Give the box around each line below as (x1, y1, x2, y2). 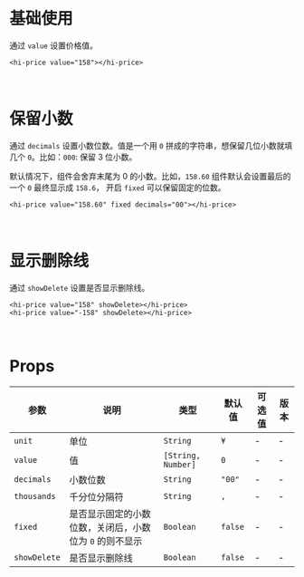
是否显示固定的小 (69, 507, 142, 520)
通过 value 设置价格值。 (9, 40, 98, 51)
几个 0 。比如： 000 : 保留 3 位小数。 (9, 151, 138, 162)
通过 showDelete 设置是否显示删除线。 (9, 282, 150, 293)
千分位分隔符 (69, 490, 124, 503)
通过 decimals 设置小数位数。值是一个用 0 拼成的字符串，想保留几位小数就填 (9, 139, 293, 150)
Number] (163, 459, 196, 469)
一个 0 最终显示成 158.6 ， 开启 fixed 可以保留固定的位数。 (9, 182, 226, 193)
